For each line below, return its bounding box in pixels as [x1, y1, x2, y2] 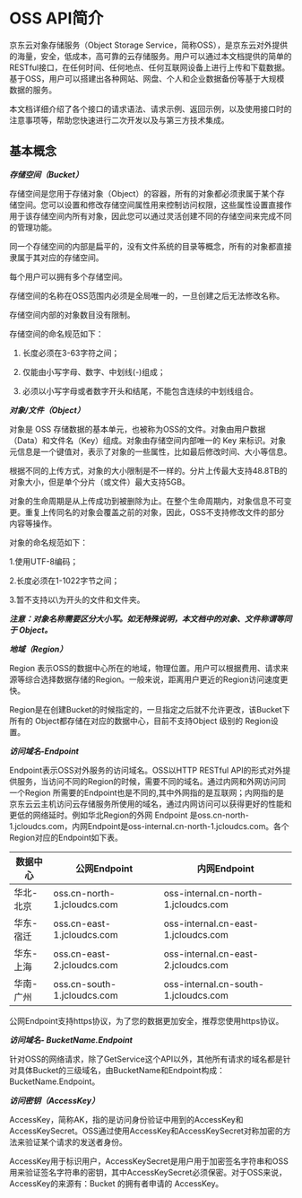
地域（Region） [9, 643, 68, 654]
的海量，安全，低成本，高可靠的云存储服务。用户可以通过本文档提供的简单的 [9, 50, 292, 61]
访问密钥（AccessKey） [9, 1095, 100, 1106]
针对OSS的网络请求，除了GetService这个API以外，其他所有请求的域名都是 [9, 1054, 284, 1064]
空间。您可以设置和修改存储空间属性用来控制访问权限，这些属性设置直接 [16, 199, 284, 210]
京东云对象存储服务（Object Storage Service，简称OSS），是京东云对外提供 [9, 39, 289, 50]
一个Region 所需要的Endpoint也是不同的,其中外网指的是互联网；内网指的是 [9, 787, 285, 798]
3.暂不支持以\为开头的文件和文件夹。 [9, 594, 145, 605]
